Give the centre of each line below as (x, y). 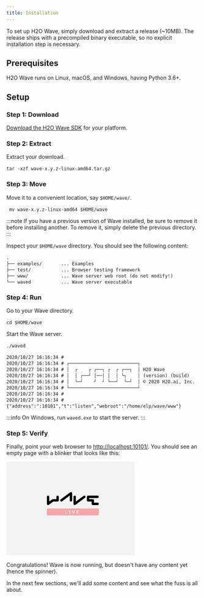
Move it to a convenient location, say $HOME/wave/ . (69, 197)
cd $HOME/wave (24, 323)
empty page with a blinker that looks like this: (63, 453)
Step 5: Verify (27, 433)
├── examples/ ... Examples (50, 264)
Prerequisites (32, 63)
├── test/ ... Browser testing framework (73, 270)
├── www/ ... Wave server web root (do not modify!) (90, 276)
